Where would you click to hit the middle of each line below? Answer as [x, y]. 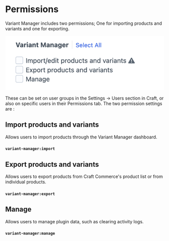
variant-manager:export [30, 194]
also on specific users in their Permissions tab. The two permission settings [84, 103]
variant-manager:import [30, 149]
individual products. [26, 182]
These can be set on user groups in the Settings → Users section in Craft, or [84, 98]
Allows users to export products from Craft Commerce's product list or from [84, 177]
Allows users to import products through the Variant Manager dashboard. [81, 137]
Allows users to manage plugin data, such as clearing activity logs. [74, 221]
